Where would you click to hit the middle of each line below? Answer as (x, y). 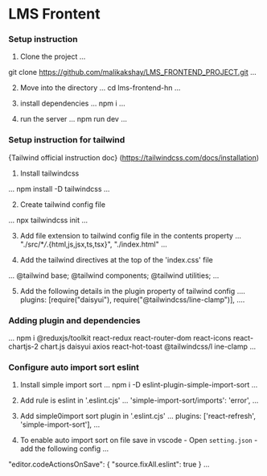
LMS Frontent (54, 14)
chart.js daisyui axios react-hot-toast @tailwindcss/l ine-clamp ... (148, 346)
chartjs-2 (23, 346)
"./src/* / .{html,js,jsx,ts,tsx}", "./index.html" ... (93, 244)
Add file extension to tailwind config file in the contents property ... (130, 235)
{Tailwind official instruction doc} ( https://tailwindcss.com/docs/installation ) (134, 157)
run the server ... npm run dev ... (73, 119)
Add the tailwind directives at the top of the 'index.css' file (116, 259)
